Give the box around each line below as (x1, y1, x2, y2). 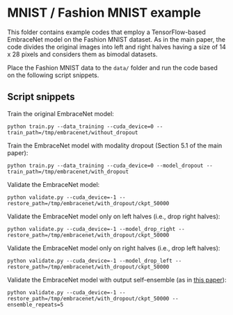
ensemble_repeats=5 (7, 301, 64, 308)
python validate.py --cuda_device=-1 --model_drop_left (7, 257, 172, 264)
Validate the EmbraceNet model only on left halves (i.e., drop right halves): (7, 212, 220, 220)
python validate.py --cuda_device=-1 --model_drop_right (7, 225, 176, 232)
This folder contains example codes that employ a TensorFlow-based (7, 28, 207, 36)
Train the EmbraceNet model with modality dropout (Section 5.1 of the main (7, 141, 223, 150)
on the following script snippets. (7, 71, 99, 79)
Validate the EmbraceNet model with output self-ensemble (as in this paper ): (7, 275, 227, 284)
